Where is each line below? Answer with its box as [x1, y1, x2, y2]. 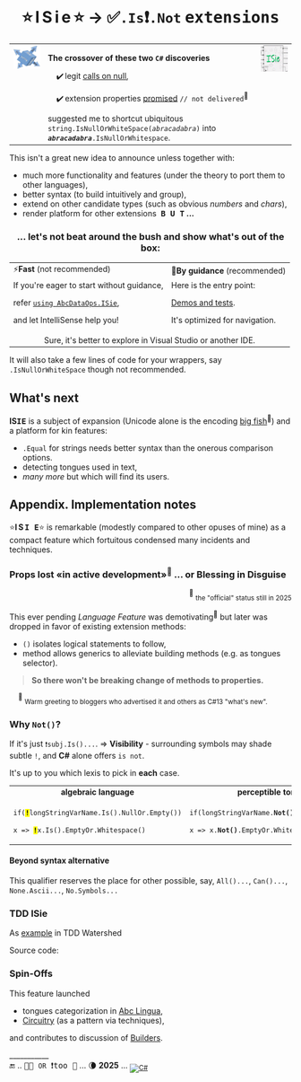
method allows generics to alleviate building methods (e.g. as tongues [21, 647, 281, 658]
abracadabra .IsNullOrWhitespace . [47, 132, 171, 144]
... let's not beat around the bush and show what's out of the [16, 230, 285, 242]
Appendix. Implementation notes [9, 497, 197, 513]
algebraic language [60, 787, 134, 797]
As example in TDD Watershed [9, 928, 123, 938]
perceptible [236, 787, 281, 797]
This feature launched [9, 988, 90, 998]
